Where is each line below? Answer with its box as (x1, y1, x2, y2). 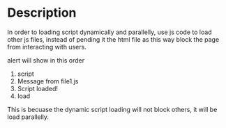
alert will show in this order (7, 56, 85, 64)
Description (7, 5, 77, 21)
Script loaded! (17, 84, 58, 93)
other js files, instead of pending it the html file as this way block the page (7, 35, 220, 43)
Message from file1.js (17, 77, 79, 85)
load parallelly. (7, 113, 50, 121)
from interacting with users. (7, 42, 87, 51)
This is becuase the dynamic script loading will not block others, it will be (7, 105, 218, 113)
